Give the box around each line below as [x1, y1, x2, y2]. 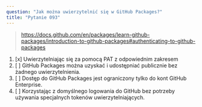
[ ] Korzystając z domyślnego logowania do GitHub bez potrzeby [14, 87, 176, 94]
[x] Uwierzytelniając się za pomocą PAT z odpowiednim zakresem [14, 55, 179, 63]
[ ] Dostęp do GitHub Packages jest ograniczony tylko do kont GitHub [14, 75, 187, 82]
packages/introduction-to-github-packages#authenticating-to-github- [20, 37, 196, 44]
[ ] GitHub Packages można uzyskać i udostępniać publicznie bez [14, 61, 178, 69]
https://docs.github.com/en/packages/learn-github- [20, 31, 150, 38]
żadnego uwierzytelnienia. [14, 68, 81, 75]
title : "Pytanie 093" [6, 14, 61, 20]
